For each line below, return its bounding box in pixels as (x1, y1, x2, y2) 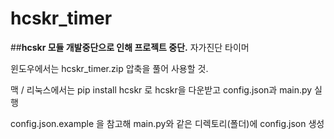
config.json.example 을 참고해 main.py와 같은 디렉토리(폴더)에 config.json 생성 (10, 117, 325, 129)
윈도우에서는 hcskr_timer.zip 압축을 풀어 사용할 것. (10, 62, 209, 74)
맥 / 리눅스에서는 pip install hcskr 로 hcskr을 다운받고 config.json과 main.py (10, 83, 313, 96)
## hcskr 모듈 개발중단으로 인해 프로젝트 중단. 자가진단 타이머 (10, 41, 250, 53)
